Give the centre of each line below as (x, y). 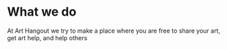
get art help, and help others (47, 37)
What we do (42, 12)
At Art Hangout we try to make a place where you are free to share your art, (114, 31)
